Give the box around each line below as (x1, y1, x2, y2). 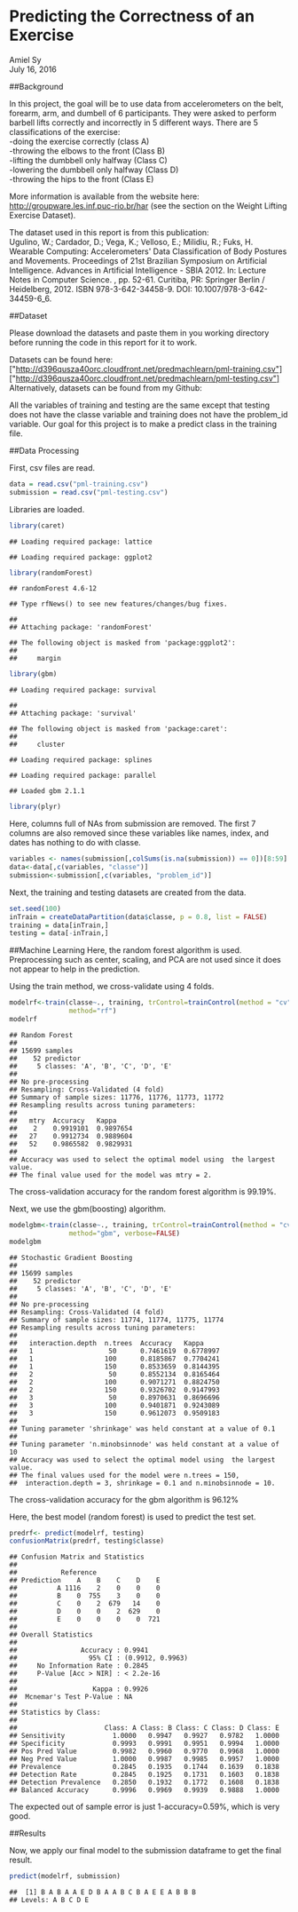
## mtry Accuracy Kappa (9, 1116, 117, 1125)
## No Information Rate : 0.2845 (9, 1662, 149, 1670)
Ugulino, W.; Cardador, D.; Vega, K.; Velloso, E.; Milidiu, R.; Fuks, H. (9, 236, 254, 247)
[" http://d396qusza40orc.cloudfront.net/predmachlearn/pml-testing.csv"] (9, 373, 280, 384)
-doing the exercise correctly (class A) (9, 136, 150, 147)
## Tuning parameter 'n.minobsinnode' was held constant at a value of (9, 1440, 279, 1448)
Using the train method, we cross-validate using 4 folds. (9, 981, 215, 992)
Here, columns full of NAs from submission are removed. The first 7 (9, 819, 256, 829)
